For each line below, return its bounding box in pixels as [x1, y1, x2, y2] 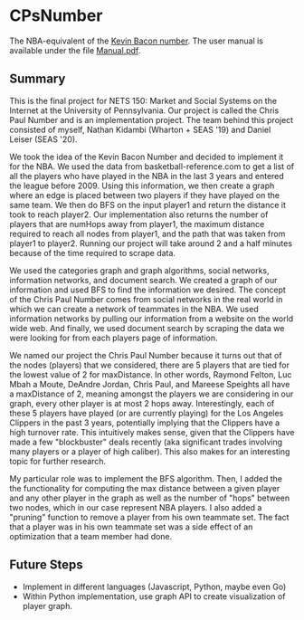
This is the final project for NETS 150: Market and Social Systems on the [9, 95, 278, 106]
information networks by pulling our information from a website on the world [9, 313, 294, 324]
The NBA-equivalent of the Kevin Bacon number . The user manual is [9, 35, 264, 46]
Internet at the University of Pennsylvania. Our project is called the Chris [9, 105, 280, 116]
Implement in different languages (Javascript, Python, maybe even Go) [22, 581, 287, 592]
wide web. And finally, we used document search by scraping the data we [9, 322, 285, 333]
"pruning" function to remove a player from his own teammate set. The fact [9, 511, 290, 522]
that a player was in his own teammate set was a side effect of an [9, 521, 253, 532]
